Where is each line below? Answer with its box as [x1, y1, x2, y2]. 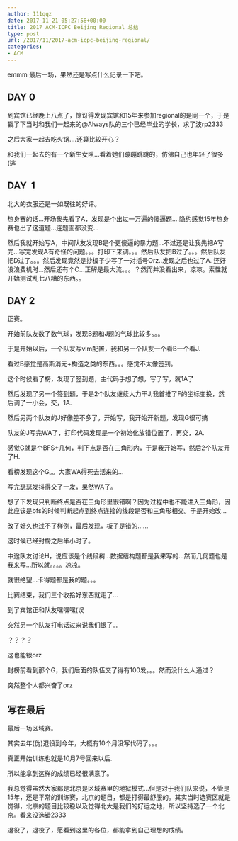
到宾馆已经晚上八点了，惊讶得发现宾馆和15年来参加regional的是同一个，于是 [7, 111, 230, 119]
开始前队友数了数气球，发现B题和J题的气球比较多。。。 [7, 329, 164, 338]
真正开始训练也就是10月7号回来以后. [7, 754, 113, 762]
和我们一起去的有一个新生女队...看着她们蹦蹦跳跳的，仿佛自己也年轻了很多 [7, 149, 225, 158]
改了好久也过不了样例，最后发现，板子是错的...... [7, 521, 149, 530]
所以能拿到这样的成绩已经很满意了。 [7, 769, 113, 778]
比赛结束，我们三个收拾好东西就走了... [7, 591, 119, 599]
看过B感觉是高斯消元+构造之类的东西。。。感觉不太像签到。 [7, 359, 177, 368]
